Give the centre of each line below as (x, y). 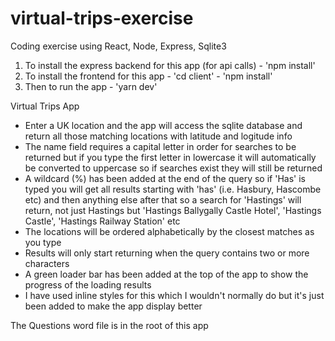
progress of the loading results (88, 284)
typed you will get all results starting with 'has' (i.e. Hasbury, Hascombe (173, 189)
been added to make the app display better (113, 306)
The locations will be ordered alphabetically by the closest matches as (169, 231)
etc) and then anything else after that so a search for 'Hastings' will (163, 199)
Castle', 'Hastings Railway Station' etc (102, 221)
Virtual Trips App (45, 106)
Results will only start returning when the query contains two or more (167, 253)
